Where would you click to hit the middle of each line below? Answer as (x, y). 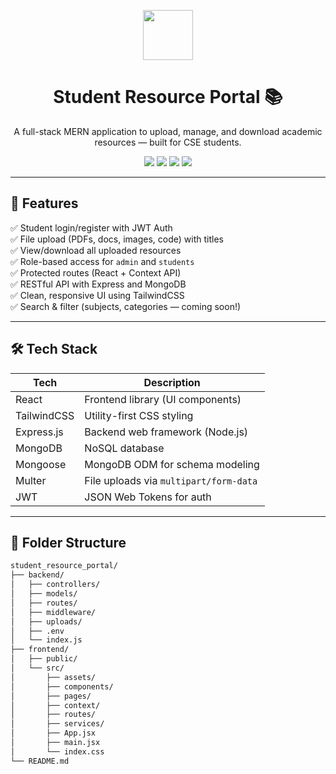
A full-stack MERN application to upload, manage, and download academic (168, 131)
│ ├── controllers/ (55, 585)
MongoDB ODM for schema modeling (172, 464)
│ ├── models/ (44, 594)
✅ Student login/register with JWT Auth (91, 227)
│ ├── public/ (44, 659)
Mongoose (41, 464)
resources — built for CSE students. (168, 142)
